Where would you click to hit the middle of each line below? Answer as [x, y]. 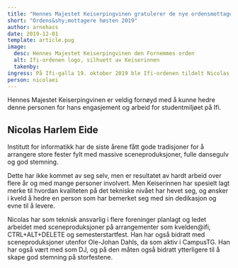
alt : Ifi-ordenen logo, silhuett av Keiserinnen [87, 60]
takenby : [27, 67]
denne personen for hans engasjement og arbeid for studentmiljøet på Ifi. [114, 108]
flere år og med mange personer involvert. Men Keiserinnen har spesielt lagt [119, 183]
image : [17, 47]
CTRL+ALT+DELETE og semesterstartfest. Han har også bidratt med [106, 235]
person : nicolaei [33, 80]
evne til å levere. [31, 206]
